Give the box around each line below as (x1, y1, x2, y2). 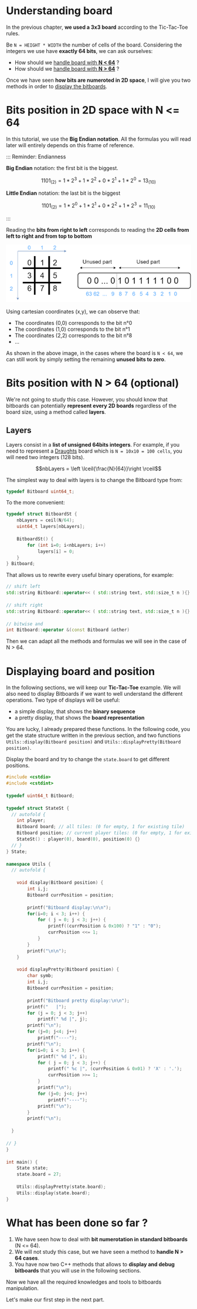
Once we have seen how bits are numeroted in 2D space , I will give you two (6, 77, 191, 84)
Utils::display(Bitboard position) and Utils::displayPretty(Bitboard (6, 738, 181, 745)
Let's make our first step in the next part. (6, 1296, 104, 1303)
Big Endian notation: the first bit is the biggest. (6, 164, 118, 171)
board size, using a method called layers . (6, 408, 107, 416)
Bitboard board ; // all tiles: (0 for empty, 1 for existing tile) (16, 824, 185, 830)
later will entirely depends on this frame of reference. (6, 141, 135, 148)
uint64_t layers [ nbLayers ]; (16, 524, 85, 530)
